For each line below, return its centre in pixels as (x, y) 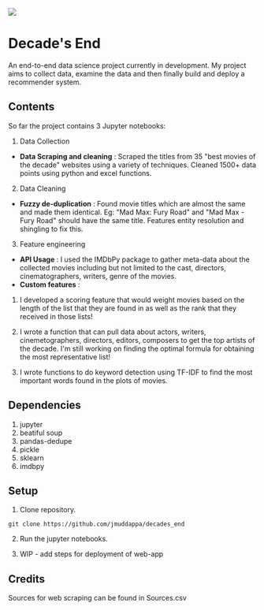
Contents (32, 107)
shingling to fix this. (51, 229)
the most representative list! (65, 357)
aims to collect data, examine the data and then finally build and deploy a (127, 73)
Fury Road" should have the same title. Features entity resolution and (132, 220)
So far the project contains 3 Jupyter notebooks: (87, 125)
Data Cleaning (43, 188)
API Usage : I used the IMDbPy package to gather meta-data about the (134, 259)
